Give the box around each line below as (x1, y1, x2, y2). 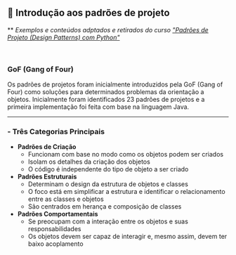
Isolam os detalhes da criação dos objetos (27, 157, 151, 166)
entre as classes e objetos (27, 195, 104, 204)
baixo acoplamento (27, 240, 84, 248)
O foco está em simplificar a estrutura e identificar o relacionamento (27, 188, 226, 196)
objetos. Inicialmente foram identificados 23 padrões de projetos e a (7, 96, 205, 104)
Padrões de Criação (17, 143, 77, 151)
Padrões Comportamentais (17, 210, 98, 218)
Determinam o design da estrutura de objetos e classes (27, 180, 188, 188)
